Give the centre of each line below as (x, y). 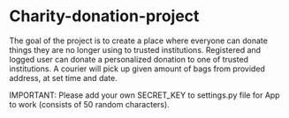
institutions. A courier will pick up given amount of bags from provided (137, 69)
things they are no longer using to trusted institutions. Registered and (135, 49)
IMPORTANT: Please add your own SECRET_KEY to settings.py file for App (144, 95)
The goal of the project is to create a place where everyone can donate (138, 41)
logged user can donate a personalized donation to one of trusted (129, 59)
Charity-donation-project (104, 16)
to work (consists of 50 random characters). (89, 104)
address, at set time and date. (63, 77)
